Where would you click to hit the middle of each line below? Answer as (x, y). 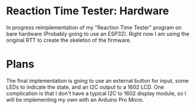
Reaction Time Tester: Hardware (88, 11)
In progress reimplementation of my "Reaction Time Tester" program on (94, 27)
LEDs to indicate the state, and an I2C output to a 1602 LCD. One (85, 87)
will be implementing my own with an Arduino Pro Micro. (75, 99)
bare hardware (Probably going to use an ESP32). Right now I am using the (98, 33)
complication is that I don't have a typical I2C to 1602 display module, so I (96, 93)
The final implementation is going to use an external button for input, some (97, 80)
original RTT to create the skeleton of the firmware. (69, 40)
